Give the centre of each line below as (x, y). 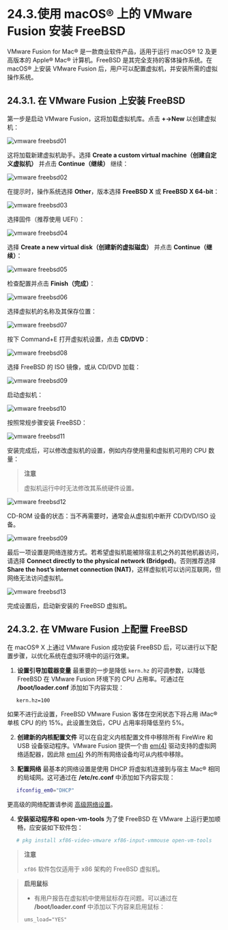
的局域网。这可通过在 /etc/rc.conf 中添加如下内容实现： (96, 777)
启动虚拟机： (25, 394)
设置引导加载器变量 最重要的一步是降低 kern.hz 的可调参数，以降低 (111, 670)
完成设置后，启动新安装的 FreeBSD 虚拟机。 (69, 605)
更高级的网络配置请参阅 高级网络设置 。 (62, 805)
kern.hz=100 (33, 700)
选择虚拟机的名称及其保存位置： (52, 311)
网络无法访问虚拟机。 (37, 578)
